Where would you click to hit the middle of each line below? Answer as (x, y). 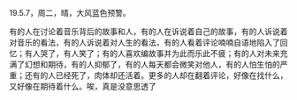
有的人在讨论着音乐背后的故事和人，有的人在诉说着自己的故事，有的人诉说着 (148, 32)
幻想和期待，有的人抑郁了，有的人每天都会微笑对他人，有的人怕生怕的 (152, 64)
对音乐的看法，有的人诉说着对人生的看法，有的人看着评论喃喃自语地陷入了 (145, 43)
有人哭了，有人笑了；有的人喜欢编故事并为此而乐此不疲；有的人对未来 (152, 54)
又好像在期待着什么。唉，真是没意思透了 (83, 86)
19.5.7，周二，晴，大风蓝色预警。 (70, 13)
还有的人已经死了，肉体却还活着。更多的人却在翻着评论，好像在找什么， (156, 75)
